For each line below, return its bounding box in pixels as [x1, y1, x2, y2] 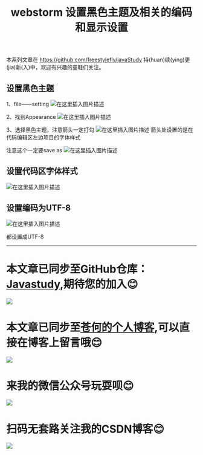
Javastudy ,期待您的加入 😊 [6, 277, 138, 291]
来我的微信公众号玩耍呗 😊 [6, 379, 134, 393]
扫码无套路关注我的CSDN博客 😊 [6, 422, 164, 436]
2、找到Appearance [6, 113, 56, 120]
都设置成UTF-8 [6, 233, 44, 240]
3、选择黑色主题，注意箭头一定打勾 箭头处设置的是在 [6, 126, 193, 133]
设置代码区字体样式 [6, 166, 78, 177]
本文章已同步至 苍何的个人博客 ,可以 [6, 320, 179, 334]
